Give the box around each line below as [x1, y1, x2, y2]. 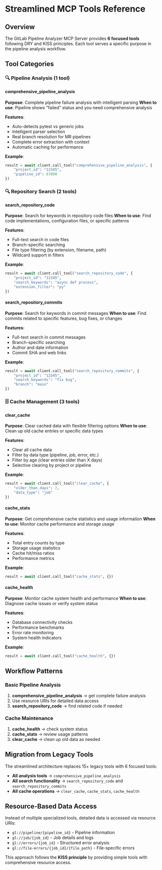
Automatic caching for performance [12, 144, 84, 150]
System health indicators [12, 635, 62, 640]
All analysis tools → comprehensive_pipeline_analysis [12, 772, 121, 778]
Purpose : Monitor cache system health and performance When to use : [5, 595, 147, 601]
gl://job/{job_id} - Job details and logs [12, 835, 94, 840]
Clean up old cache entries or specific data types [5, 428, 103, 434]
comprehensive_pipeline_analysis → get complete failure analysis [12, 692, 146, 698]
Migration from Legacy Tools [5, 751, 93, 759]
